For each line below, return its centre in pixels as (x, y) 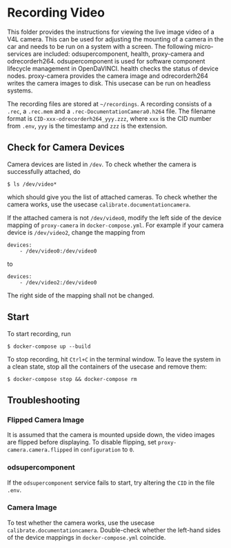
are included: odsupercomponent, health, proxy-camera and (119, 54)
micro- (204, 46)
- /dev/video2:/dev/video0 (58, 282)
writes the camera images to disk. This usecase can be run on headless (109, 83)
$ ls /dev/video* (32, 184)
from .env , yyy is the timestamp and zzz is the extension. (87, 126)
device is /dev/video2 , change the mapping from (76, 232)
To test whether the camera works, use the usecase (81, 522)
